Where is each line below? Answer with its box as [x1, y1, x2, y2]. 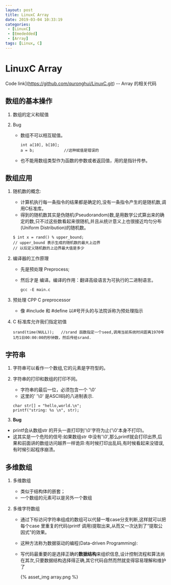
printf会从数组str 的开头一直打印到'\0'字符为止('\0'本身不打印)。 [12, 427, 147, 434]
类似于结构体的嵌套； [20, 488, 65, 494]
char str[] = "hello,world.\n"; [12, 403, 82, 409]
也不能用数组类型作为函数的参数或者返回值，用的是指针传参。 [20, 157, 151, 164]
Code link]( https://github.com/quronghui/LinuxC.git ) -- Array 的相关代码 [5, 80, 157, 86]
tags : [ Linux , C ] [5, 41, 42, 46]
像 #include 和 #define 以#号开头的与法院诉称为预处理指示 [20, 308, 143, 314]
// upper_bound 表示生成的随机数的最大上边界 [12, 240, 101, 245]
